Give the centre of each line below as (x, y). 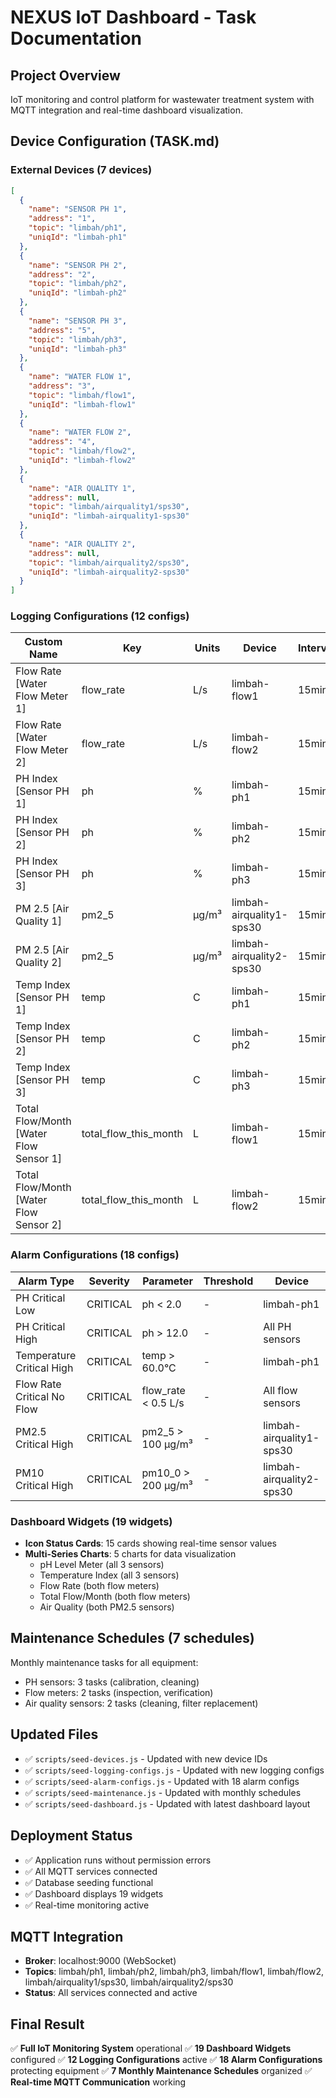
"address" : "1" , (62, 219)
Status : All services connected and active (111, 1993)
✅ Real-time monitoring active (87, 1905)
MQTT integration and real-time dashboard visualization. (126, 110)
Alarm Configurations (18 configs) (95, 1255)
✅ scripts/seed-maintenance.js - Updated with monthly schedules (163, 1792)
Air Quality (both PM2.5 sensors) (107, 1607)
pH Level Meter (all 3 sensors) (102, 1565)
